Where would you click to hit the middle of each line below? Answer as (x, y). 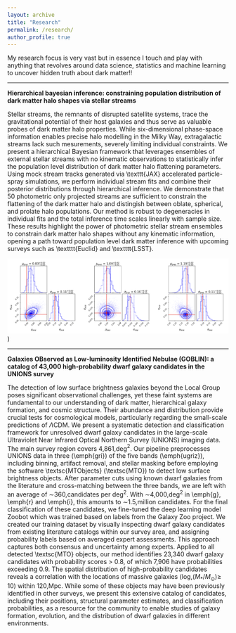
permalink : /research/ (40, 30)
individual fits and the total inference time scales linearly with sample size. (114, 219)
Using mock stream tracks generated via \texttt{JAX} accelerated (102, 174)
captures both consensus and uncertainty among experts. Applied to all (111, 547)
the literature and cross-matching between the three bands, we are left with (117, 486)
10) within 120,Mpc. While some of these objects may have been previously (116, 586)
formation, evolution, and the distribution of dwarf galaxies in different (109, 615)
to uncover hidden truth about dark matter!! (70, 73)
